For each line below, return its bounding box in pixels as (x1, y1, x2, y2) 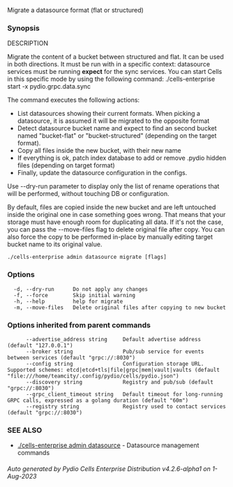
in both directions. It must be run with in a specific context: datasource (7, 60, 211, 68)
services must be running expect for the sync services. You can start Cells (7, 68, 223, 76)
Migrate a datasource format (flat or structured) (7, 6, 144, 14)
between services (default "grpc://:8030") (7, 354, 136, 361)
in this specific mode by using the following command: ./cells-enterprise (7, 75, 216, 83)
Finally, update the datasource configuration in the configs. (17, 169, 188, 177)
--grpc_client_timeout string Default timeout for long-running (25, 391, 223, 398)
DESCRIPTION (7, 39, 49, 47)
